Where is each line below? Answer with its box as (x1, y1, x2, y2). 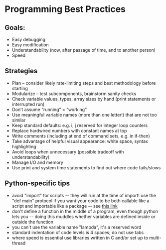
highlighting (11, 143, 36, 149)
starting (11, 85, 28, 91)
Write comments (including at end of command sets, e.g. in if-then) (11, 133, 150, 139)
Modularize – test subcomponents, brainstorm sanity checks (11, 91, 137, 97)
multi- (149, 235, 162, 241)
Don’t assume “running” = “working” (11, 106, 87, 113)
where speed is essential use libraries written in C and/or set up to (11, 235, 148, 241)
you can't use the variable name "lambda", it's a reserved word (11, 224, 142, 230)
